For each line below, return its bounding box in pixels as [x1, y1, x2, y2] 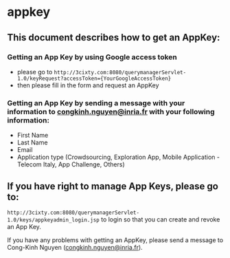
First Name [16, 131, 49, 140]
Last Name [16, 138, 48, 147]
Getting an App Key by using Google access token [7, 52, 177, 62]
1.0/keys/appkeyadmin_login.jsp [7, 216, 100, 224]
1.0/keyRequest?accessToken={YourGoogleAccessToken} [16, 75, 172, 82]
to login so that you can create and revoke [100, 215, 220, 224]
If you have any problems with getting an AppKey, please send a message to [7, 235, 224, 244]
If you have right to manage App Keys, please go [7, 180, 218, 192]
